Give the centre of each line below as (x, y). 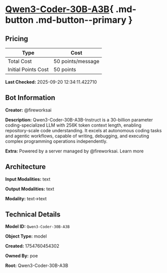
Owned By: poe (22, 256)
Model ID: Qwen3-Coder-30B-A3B (37, 227)
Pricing (17, 39)
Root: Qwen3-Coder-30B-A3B (37, 265)
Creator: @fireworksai (28, 110)
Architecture (26, 167)
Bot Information (30, 98)
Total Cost (20, 61)
